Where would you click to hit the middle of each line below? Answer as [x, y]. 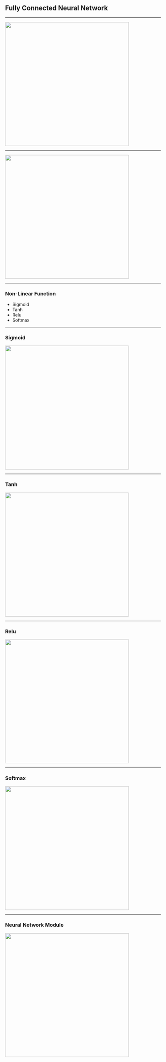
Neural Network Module [35, 925]
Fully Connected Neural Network [57, 8]
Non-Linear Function [30, 293]
